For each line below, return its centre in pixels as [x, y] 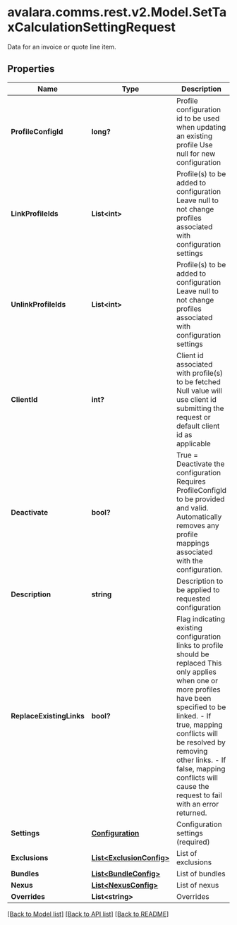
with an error [197, 804]
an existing [194, 136]
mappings [193, 543]
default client [198, 426]
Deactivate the [200, 464]
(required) [193, 842]
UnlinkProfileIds [38, 304]
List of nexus [197, 885]
